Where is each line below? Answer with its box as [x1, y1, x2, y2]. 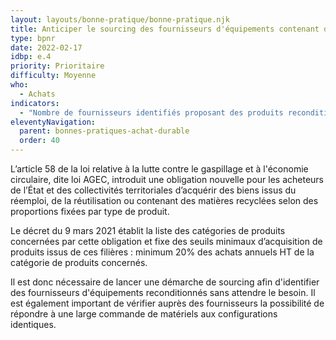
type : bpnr [10, 33, 56, 43]
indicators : [10, 98, 60, 108]
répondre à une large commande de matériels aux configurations [10, 308, 278, 320]
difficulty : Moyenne [10, 71, 97, 81]
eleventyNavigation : [10, 117, 97, 127]
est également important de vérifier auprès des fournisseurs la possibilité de [10, 297, 325, 309]
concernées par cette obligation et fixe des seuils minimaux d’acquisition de [10, 236, 323, 247]
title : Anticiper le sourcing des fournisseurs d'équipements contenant [10, 24, 320, 34]
